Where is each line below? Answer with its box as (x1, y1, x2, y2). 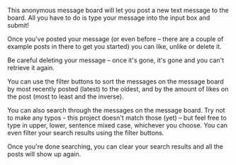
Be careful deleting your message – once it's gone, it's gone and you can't (7, 56, 225, 64)
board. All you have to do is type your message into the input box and (7, 13, 210, 22)
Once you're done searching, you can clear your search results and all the (7, 142, 224, 151)
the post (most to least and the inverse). (7, 92, 124, 101)
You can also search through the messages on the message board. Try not (7, 106, 225, 114)
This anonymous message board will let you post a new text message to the (7, 6, 229, 14)
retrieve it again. (7, 64, 55, 72)
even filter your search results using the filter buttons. (7, 129, 164, 137)
